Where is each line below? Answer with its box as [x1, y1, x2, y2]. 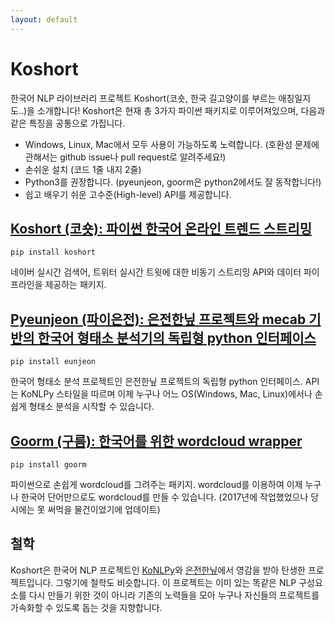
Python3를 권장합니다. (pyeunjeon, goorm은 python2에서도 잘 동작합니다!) [24, 176, 322, 188]
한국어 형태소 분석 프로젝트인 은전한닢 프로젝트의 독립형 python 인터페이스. [10, 376, 303, 388]
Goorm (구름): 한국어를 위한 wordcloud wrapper [10, 432, 303, 450]
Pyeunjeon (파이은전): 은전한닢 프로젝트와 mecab [10, 311, 307, 328]
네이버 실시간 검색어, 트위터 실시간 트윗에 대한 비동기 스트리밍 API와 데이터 [10, 266, 302, 278]
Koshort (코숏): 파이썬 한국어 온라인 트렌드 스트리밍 [10, 220, 312, 237]
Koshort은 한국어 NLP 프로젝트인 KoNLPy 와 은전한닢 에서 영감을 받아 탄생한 [10, 564, 306, 576]
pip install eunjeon [10, 357, 97, 367]
